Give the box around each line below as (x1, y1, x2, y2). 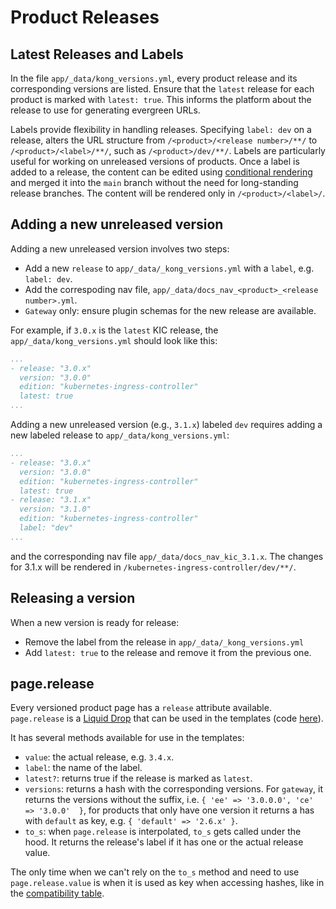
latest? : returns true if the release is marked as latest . (24, 772, 253, 785)
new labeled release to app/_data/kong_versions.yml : (10, 429, 230, 441)
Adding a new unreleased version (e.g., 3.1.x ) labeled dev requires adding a (10, 419, 323, 431)
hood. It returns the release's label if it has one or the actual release (24, 836, 304, 848)
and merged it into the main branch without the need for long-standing (10, 177, 299, 188)
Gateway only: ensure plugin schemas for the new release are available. (24, 304, 317, 316)
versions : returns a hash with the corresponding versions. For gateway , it (24, 783, 324, 795)
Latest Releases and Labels (10, 46, 184, 63)
